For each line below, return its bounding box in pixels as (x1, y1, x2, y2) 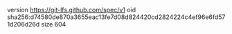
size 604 (41, 20, 66, 28)
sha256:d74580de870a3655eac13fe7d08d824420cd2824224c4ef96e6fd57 (7, 13, 226, 21)
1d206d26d (7, 20, 40, 28)
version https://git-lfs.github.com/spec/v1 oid (7, 6, 136, 14)
